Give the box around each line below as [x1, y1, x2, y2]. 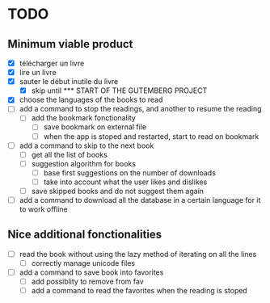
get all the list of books [31, 149, 108, 159]
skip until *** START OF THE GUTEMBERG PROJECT [31, 86, 208, 95]
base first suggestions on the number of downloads [43, 167, 216, 178]
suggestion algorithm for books [31, 158, 137, 168]
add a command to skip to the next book [19, 141, 154, 150]
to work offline [19, 204, 68, 214]
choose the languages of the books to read [19, 95, 163, 105]
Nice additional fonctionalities [7, 228, 162, 242]
